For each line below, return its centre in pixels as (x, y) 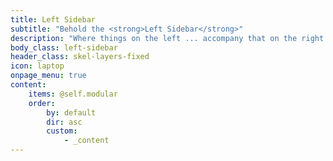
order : (42, 103)
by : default (71, 112)
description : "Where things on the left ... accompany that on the (154, 38)
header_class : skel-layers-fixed (80, 57)
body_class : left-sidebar (64, 47)
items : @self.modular (73, 94)
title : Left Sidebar (53, 19)
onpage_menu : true (48, 76)
